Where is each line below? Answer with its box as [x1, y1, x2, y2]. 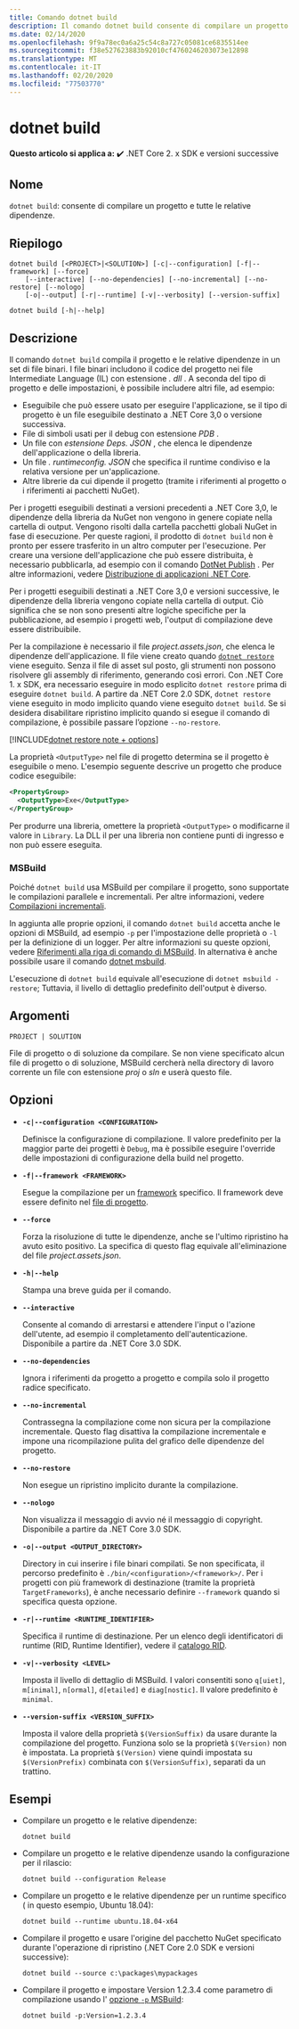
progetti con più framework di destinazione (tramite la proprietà [21, 1577, 255, 1588]
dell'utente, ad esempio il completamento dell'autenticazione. [21, 1328, 248, 1339]
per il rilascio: [21, 1858, 72, 1869]
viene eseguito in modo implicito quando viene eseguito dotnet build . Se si [9, 698, 287, 709]
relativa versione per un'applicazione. [21, 466, 160, 477]
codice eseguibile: [9, 770, 77, 781]
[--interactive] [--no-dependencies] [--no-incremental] [25, 275, 241, 284]
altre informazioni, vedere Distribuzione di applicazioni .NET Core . [9, 569, 252, 579]
